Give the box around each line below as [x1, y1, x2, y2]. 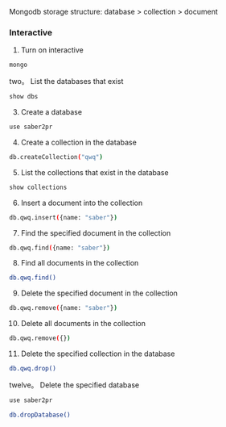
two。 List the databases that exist [9, 77, 124, 86]
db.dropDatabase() [9, 411, 71, 419]
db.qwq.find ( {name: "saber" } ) [9, 244, 111, 252]
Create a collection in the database [20, 137, 138, 147]
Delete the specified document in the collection [20, 288, 178, 298]
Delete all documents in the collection [20, 319, 146, 329]
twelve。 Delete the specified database [9, 379, 140, 390]
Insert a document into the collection [20, 198, 143, 207]
